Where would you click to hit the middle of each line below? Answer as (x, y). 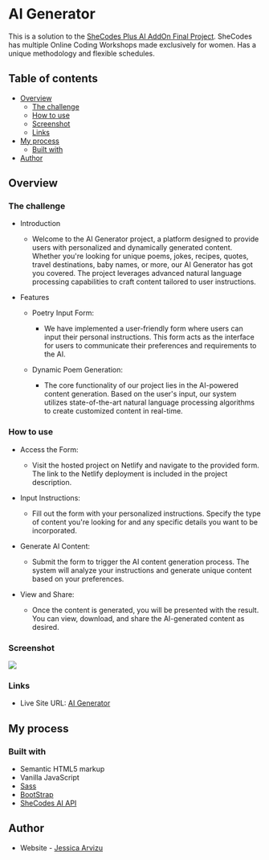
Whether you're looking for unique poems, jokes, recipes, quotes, (140, 256)
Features (35, 298)
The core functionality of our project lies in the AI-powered (141, 385)
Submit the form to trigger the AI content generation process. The (141, 562)
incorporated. (55, 530)
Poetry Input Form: (63, 313)
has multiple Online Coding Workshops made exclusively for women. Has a (132, 44)
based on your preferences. (78, 578)
